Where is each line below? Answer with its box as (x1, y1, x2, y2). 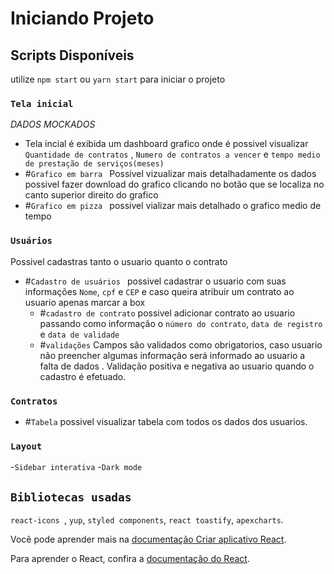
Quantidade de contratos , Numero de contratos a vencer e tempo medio (24, 148, 321, 161)
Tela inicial (10, 98, 74, 109)
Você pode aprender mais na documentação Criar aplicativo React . (10, 533, 287, 545)
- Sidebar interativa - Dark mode (10, 461, 143, 473)
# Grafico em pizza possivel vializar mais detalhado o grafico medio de (24, 200, 322, 212)
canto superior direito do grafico (24, 189, 159, 201)
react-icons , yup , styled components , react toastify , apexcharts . (10, 514, 284, 526)
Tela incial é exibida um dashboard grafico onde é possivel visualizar (24, 138, 309, 150)
